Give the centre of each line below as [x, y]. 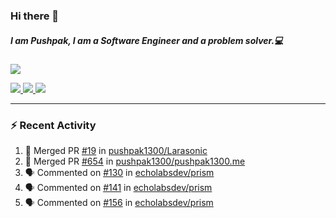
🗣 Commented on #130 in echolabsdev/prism [119, 173]
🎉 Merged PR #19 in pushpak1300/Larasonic [116, 151]
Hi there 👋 [35, 16]
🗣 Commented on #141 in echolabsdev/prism [118, 188]
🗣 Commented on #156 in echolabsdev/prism [119, 203]
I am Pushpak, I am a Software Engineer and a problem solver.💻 [147, 40]
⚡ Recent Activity [53, 125]
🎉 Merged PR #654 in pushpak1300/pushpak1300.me [135, 161]
